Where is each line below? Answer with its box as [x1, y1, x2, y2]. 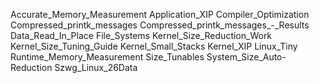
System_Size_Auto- [206, 51, 287, 63]
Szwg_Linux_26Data [54, 62, 138, 73]
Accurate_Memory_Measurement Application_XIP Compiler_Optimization [10, 9, 310, 20]
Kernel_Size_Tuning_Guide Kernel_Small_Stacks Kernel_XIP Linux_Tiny [10, 40, 298, 52]
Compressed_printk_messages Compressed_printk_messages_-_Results [10, 19, 310, 31]
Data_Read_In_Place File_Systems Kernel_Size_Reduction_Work [10, 30, 273, 41]
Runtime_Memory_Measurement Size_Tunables [10, 51, 205, 63]
